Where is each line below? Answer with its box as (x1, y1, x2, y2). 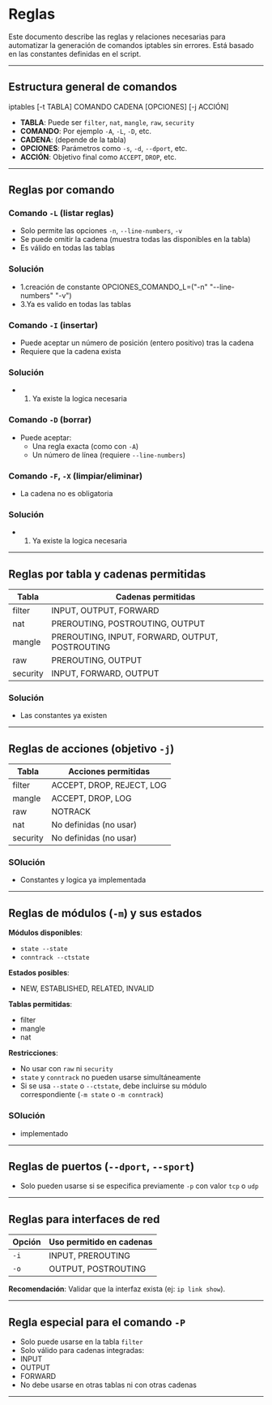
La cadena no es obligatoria (19, 488, 113, 498)
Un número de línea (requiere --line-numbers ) (32, 450, 186, 460)
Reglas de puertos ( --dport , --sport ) (8, 1159, 195, 1174)
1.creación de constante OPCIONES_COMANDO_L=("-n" (19, 282, 208, 292)
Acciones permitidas (68, 766, 151, 777)
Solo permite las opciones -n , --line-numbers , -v (19, 226, 183, 236)
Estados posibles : (8, 968, 70, 978)
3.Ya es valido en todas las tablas (19, 299, 132, 309)
